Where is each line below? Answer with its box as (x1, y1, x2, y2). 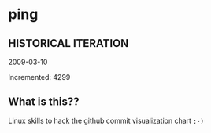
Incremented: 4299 (8, 73, 71, 81)
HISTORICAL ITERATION (8, 37, 129, 50)
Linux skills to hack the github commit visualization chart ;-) (8, 116, 205, 125)
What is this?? (8, 95, 80, 109)
